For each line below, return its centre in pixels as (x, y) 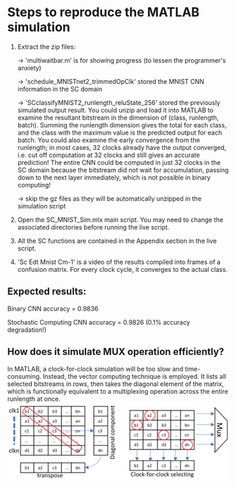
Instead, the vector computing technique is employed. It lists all (135, 376)
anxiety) (29, 68)
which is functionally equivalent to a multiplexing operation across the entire (118, 391)
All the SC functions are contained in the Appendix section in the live (117, 241)
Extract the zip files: (46, 46)
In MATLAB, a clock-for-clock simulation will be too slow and (95, 369)
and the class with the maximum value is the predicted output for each (120, 132)
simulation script (42, 206)
